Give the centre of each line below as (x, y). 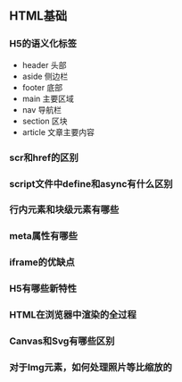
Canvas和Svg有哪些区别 (62, 341)
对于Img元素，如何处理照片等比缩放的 (91, 367)
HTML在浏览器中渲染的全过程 (73, 315)
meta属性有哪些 (44, 236)
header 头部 (44, 64)
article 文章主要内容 (58, 132)
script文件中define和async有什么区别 (91, 183)
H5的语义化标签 (43, 44)
